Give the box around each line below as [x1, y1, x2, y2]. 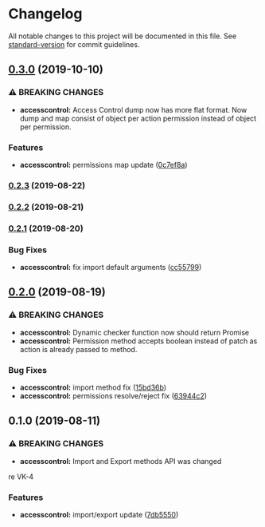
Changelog [8, 5, 83, 23]
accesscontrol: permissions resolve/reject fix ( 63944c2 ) [19, 390, 208, 400]
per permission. [19, 121, 72, 132]
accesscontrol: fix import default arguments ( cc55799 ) [19, 262, 202, 271]
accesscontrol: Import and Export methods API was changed [19, 456, 222, 466]
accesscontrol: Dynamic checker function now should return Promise [19, 327, 250, 337]
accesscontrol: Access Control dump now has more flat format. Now [19, 105, 247, 114]
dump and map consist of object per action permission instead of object [19, 113, 257, 123]
